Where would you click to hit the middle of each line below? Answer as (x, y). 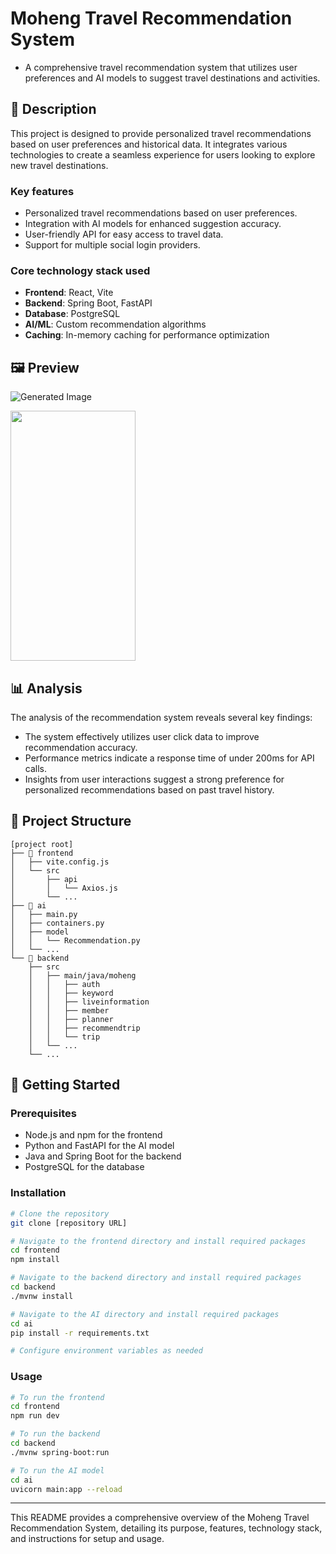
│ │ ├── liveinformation (89, 1002)
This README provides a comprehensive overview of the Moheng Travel (160, 1518)
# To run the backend (55, 1434)
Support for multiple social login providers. (112, 245)
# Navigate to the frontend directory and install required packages (158, 1241)
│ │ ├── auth (64, 984)
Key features (42, 191)
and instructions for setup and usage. (87, 1539)
